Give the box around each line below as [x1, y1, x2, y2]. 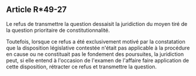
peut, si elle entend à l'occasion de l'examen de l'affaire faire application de [6, 57, 190, 64]
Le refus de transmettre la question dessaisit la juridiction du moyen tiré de [6, 20, 188, 27]
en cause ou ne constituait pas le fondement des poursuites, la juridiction [6, 50, 184, 58]
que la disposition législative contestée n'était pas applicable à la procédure [6, 44, 190, 51]
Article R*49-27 [6, 5, 67, 15]
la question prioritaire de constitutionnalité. [6, 27, 110, 34]
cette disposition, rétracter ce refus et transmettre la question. [6, 63, 157, 70]
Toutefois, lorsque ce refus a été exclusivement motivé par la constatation [6, 38, 185, 45]
